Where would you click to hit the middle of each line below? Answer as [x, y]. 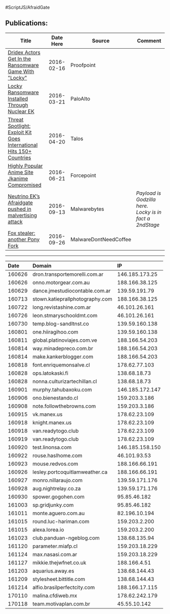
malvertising [22, 215]
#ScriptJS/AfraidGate [28, 7]
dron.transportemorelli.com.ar [68, 274]
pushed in [19, 209]
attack [15, 222]
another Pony [24, 239]
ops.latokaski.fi [50, 373]
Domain [42, 266]
